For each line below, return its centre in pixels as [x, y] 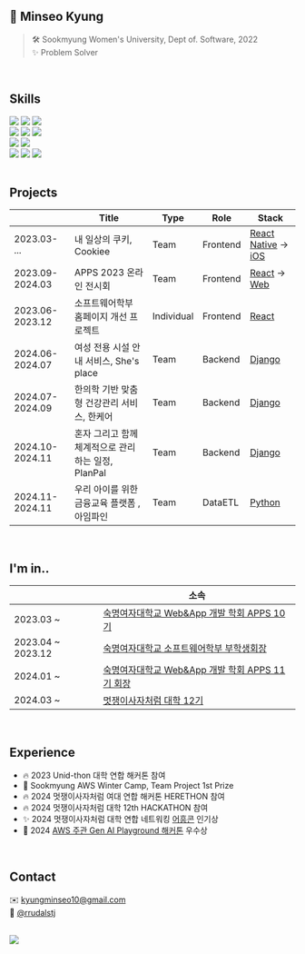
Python [265, 502]
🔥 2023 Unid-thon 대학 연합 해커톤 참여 [94, 775]
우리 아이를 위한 [106, 490]
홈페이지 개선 [101, 317]
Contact [33, 877]
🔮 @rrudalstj [33, 912]
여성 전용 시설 [102, 348]
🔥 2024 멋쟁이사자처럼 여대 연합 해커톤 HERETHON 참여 [123, 797]
